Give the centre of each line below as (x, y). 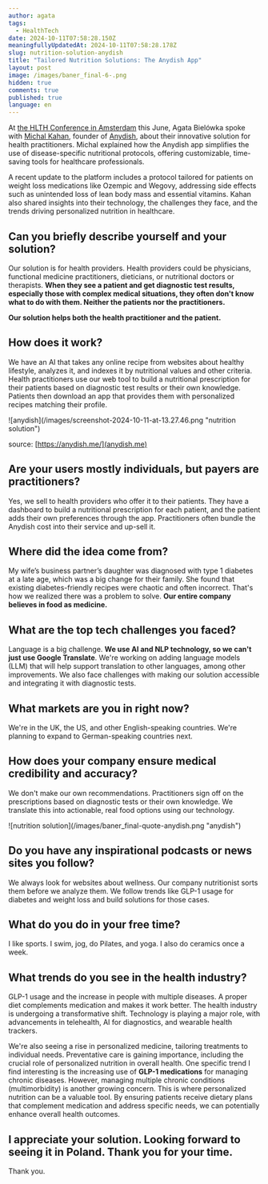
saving (19, 162)
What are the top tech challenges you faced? (122, 630)
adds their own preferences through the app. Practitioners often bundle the (132, 518)
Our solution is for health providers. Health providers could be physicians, (130, 268)
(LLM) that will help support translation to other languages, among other (127, 666)
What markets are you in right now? (99, 708)
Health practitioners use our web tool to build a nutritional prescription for (130, 379)
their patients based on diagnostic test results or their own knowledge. (125, 387)
